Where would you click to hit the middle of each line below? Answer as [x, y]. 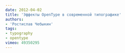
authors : [14, 19]
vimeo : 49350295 [22, 43]
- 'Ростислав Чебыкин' [29, 24]
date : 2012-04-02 [24, 10]
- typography [19, 33]
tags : [11, 29]
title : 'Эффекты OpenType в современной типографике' [64, 15]
